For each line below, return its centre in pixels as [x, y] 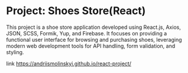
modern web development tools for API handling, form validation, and [91, 46]
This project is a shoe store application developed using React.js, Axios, [94, 27]
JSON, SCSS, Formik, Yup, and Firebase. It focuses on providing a [87, 33]
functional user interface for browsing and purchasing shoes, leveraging [94, 39]
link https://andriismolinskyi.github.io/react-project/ [69, 64]
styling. [15, 52]
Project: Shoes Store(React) [76, 11]
